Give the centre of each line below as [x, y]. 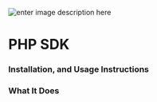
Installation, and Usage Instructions [79, 69]
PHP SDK [39, 45]
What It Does [34, 91]
